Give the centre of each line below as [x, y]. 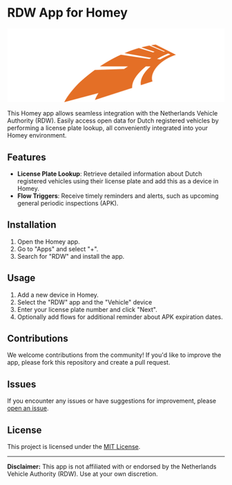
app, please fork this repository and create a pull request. [89, 363]
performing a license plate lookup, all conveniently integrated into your [108, 128]
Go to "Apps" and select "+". [58, 249]
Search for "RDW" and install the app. [71, 256]
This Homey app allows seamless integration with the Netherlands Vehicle [113, 113]
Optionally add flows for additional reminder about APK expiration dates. [120, 317]
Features [27, 157]
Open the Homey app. [49, 241]
